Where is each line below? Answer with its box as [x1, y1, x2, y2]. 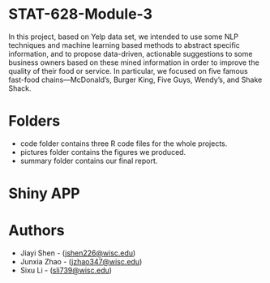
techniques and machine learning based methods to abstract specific [8, 40, 241, 49]
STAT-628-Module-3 [8, 5, 152, 24]
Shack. [8, 83, 32, 93]
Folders [8, 112, 61, 131]
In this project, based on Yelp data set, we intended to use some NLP [8, 32, 239, 41]
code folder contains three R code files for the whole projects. [19, 139, 228, 148]
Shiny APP [8, 184, 80, 203]
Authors [8, 221, 65, 240]
